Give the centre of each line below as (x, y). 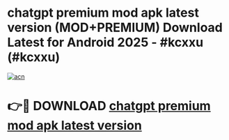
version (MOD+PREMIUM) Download (115, 28)
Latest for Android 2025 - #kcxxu (105, 42)
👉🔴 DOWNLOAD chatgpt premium (109, 106)
